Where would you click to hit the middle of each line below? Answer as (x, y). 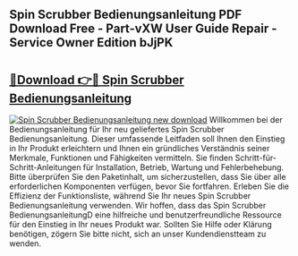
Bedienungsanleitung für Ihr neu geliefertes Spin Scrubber (117, 129)
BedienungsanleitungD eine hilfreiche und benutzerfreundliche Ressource (145, 215)
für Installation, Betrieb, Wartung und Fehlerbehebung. (183, 167)
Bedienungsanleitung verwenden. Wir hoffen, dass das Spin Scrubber (138, 205)
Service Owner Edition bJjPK (91, 43)
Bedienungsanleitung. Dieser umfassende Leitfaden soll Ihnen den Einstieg (147, 139)
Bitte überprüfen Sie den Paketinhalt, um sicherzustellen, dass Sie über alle (148, 177)
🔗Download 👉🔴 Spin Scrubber (97, 80)
